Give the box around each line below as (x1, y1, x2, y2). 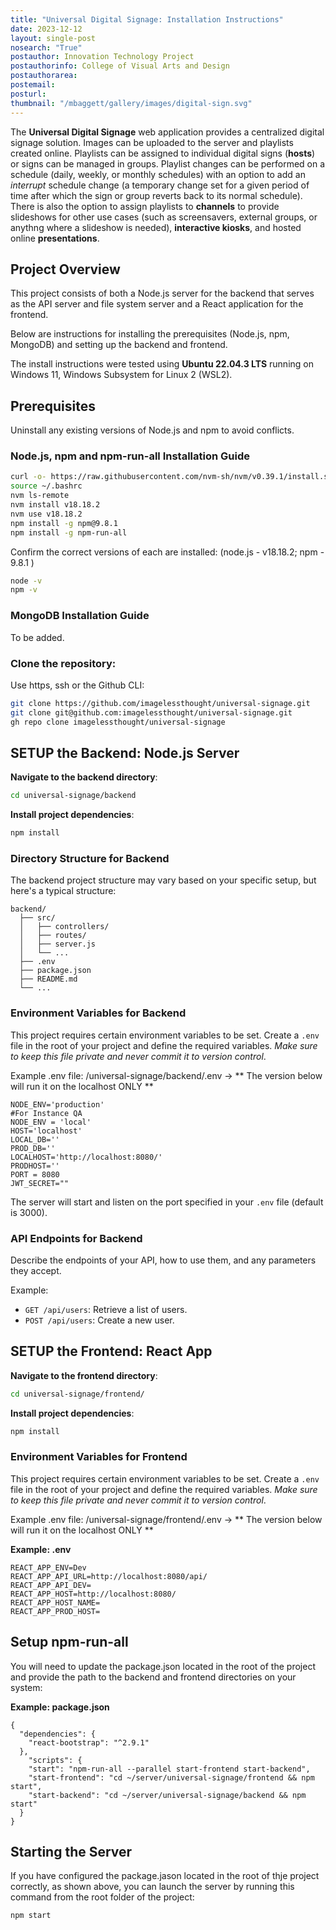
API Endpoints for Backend (10, 1231, 143, 1245)
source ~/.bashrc (10, 481, 83, 491)
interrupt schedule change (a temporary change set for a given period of (10, 179, 310, 191)
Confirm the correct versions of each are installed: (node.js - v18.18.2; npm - (10, 546, 325, 558)
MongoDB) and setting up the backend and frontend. (10, 339, 228, 351)
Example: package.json (10, 1701, 110, 1713)
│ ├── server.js (19, 939, 97, 950)
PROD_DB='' (10, 1143, 56, 1153)
